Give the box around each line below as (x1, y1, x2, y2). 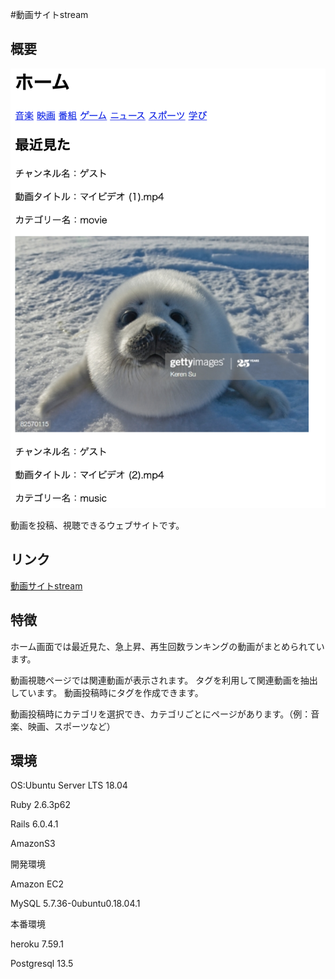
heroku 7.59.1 (10, 938, 64, 950)
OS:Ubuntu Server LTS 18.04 (10, 779, 128, 792)
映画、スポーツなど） (27, 720, 116, 732)
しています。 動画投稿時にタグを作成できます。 (10, 686, 204, 698)
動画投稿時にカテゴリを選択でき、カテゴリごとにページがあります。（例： (10, 708, 312, 720)
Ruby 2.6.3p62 (10, 799, 71, 811)
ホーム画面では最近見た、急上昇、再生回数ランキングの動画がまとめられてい (10, 640, 325, 652)
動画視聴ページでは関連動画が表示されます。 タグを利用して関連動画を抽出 (10, 674, 318, 686)
